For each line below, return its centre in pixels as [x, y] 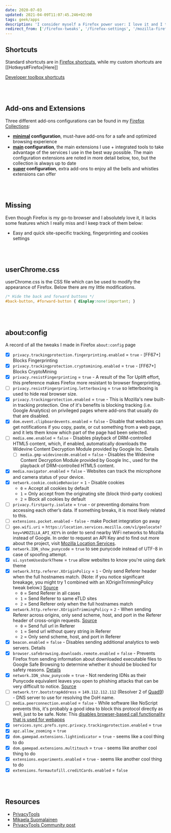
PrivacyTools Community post [44, 825]
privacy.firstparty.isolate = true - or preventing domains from [81, 504]
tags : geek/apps [22, 19]
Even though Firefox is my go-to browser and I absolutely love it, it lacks [81, 218]
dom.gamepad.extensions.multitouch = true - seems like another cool [85, 748]
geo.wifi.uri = [28, 527]
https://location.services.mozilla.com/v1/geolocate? [104, 527]
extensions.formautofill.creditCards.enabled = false [70, 770]
